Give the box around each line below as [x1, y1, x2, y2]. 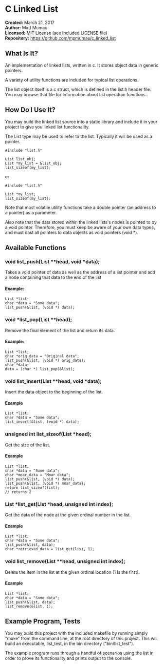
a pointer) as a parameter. [5, 209, 57, 215]
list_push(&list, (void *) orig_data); [5, 358, 86, 363]
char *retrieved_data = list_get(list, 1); [5, 547, 95, 552]
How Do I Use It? [5, 106, 56, 114]
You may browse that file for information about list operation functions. [5, 91, 147, 97]
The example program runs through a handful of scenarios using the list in [5, 650, 154, 656]
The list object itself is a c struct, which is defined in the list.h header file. [5, 86, 151, 92]
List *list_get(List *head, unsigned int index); [5, 500, 113, 507]
